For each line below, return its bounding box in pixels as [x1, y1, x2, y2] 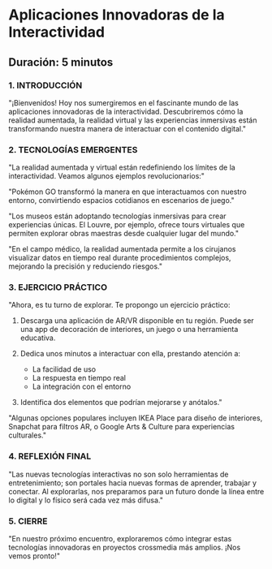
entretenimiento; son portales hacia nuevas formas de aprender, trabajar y [8, 477, 257, 488]
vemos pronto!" [8, 551, 61, 561]
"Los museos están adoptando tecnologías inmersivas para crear [8, 211, 227, 221]
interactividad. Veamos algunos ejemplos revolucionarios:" [8, 171, 205, 181]
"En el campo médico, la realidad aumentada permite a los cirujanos [8, 244, 236, 254]
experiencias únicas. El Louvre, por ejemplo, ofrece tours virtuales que [8, 220, 245, 230]
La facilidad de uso [32, 364, 96, 374]
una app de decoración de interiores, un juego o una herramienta [19, 325, 239, 334]
